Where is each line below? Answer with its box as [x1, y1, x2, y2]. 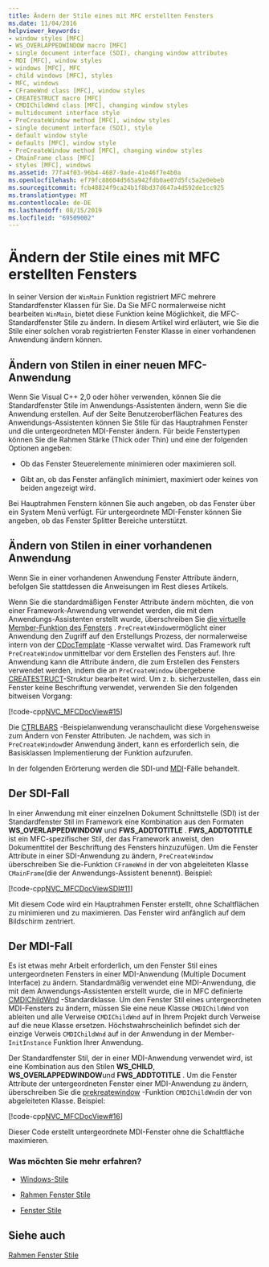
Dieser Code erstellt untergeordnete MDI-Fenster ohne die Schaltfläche [8, 1127, 245, 1137]
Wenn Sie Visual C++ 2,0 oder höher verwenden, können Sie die [8, 392, 222, 401]
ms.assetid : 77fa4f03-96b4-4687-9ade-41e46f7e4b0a [8, 169, 181, 177]
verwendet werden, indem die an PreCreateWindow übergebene [8, 665, 215, 675]
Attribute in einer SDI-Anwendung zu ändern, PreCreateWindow [8, 850, 214, 861]
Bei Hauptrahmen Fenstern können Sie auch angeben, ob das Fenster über [8, 499, 255, 508]
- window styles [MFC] [8, 34, 84, 43]
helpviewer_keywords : [8, 27, 81, 35]
